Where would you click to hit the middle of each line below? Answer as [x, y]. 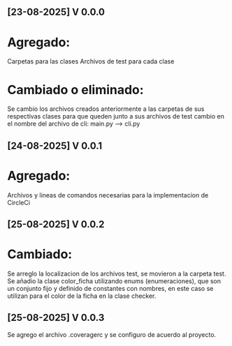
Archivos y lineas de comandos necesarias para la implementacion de [108, 195]
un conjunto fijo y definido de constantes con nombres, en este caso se [110, 288]
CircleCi [19, 202]
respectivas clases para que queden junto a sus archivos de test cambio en [116, 116]
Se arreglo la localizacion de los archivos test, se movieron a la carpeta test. [117, 273]
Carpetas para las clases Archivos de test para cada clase [91, 61]
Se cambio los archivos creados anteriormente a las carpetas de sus [106, 109]
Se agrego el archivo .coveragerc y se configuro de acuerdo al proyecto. [112, 334]
